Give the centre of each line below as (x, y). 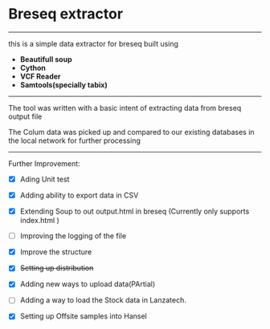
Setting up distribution (57, 268)
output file (25, 116)
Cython (33, 67)
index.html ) (40, 221)
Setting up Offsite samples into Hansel (83, 316)
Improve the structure (56, 252)
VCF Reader (41, 76)
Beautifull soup (46, 59)
